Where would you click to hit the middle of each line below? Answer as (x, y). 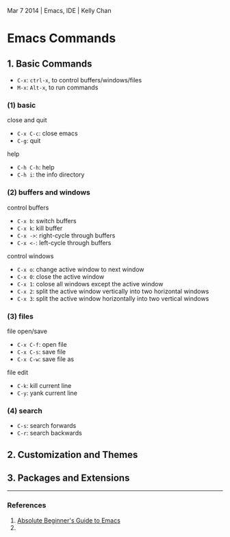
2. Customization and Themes (73, 454)
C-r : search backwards (49, 433)
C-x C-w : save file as (45, 359)
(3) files (21, 316)
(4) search (25, 411)
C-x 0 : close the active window (61, 276)
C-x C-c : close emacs (47, 133)
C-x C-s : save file (41, 352)
